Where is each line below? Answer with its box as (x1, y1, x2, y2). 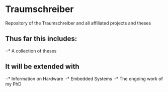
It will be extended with (5, 62, 79, 71)
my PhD (5, 81, 22, 87)
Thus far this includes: (5, 34, 77, 43)
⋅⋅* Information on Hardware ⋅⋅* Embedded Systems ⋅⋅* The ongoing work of (5, 75, 163, 81)
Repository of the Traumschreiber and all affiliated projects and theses (5, 20, 151, 26)
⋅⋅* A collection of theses (5, 47, 57, 53)
